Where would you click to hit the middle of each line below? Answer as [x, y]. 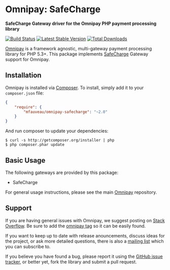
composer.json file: [25, 93]
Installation [23, 76]
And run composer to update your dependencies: [57, 131]
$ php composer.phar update [35, 145]
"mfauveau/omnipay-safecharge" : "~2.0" [66, 112]
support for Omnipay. [27, 59]
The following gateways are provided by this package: [62, 172]
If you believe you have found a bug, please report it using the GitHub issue [84, 256]
